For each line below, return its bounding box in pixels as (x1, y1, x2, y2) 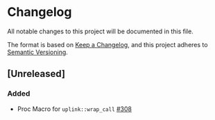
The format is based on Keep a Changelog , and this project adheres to (7, 40, 208, 49)
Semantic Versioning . (7, 48, 68, 56)
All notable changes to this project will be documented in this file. (7, 27, 194, 35)
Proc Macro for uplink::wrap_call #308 (17, 105, 132, 113)
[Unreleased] (7, 68, 66, 80)
